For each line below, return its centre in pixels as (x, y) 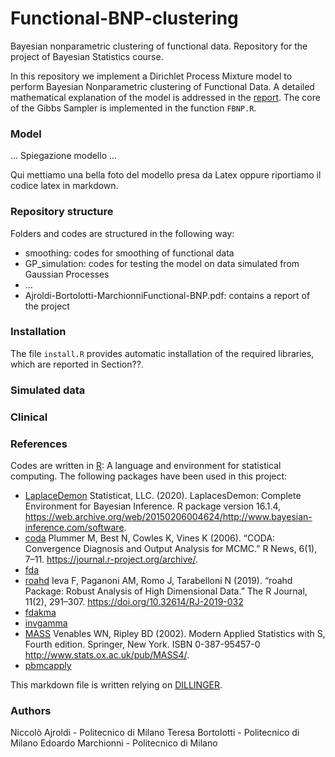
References (39, 444)
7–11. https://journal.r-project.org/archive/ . (111, 559)
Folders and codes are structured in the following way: (122, 233)
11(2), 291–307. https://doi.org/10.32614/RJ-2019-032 (134, 601)
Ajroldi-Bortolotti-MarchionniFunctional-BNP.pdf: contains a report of (167, 295)
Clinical (29, 417)
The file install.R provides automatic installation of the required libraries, (162, 353)
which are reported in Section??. (77, 364)
